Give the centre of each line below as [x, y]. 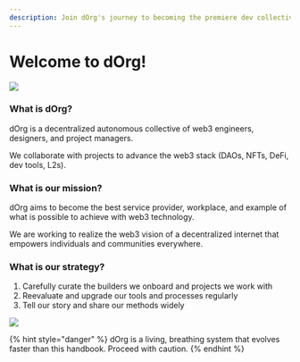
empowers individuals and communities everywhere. [106, 244]
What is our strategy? [57, 267]
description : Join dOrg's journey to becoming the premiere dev [131, 17]
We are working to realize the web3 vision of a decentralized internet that [144, 234]
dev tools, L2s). [38, 164]
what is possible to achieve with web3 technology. [102, 217]
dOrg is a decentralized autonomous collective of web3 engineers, [132, 128]
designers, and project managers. [71, 138]
